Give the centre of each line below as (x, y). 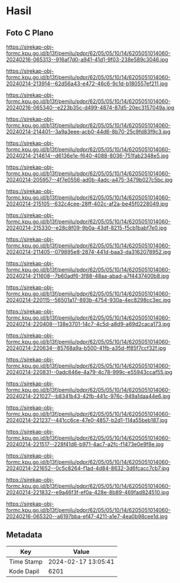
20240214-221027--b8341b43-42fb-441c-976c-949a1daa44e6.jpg (88, 396)
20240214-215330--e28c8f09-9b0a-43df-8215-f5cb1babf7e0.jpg (86, 228)
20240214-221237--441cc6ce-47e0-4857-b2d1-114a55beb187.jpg (87, 420)
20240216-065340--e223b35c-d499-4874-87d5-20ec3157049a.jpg (90, 107)
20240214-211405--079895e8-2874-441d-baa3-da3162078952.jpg (89, 252)
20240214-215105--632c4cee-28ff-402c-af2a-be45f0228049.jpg (87, 204)
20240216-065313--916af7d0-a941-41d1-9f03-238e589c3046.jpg (87, 59)
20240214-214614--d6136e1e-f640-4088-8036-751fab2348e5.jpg (88, 156)
